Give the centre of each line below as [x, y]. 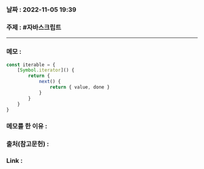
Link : [15, 161]
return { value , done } [80, 87]
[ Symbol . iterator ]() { [46, 70]
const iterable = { [31, 65]
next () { [50, 82]
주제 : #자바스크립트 [34, 27]
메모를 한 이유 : [27, 127]
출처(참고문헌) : [28, 144]
